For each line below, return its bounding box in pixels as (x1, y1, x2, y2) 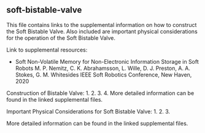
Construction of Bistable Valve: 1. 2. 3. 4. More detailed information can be (6, 89, 195, 97)
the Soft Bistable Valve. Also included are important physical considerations (6, 28, 198, 35)
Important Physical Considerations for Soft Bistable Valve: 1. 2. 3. (6, 107, 171, 115)
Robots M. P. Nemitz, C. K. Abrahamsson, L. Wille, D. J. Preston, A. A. (15, 64, 191, 72)
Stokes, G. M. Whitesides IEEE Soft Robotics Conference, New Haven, (15, 70, 192, 78)
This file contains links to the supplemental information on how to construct (6, 21, 197, 28)
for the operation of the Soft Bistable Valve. (6, 34, 115, 42)
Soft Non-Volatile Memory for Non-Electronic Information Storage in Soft (15, 58, 199, 65)
